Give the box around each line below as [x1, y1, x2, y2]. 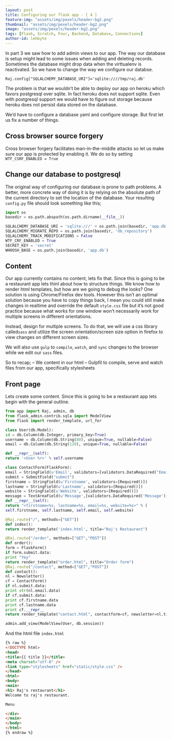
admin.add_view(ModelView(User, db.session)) [5, 621, 104, 626]
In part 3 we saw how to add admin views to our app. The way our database [5, 50, 165, 56]
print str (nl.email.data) [5, 588, 60, 593]
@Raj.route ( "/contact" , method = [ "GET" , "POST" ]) [5, 564, 109, 570]
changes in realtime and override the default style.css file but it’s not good [5, 302, 164, 309]
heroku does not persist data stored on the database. [5, 101, 118, 107]
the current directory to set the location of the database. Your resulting [5, 194, 155, 201]
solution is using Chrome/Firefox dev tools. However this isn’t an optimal [5, 292, 158, 298]
